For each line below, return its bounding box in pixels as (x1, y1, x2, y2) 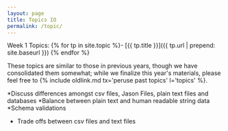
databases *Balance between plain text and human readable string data (7, 97, 210, 105)
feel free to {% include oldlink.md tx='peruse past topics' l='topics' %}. (7, 76, 207, 85)
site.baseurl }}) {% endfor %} (7, 48, 90, 57)
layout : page (7, 10, 45, 17)
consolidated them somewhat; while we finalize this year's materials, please (7, 69, 221, 77)
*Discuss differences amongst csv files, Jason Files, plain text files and (7, 89, 209, 98)
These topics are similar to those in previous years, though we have (7, 62, 198, 70)
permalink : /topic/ (7, 23, 63, 29)
